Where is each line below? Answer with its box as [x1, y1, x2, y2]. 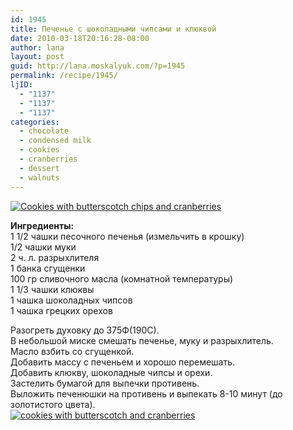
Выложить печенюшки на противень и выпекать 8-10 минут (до [10, 387, 283, 400]
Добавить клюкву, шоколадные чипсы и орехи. [10, 366, 213, 378]
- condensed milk [19, 136, 92, 146]
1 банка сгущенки [10, 262, 86, 274]
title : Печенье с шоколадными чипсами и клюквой [10, 24, 217, 34]
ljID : [10, 80, 33, 90]
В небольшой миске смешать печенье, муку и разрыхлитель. [10, 334, 274, 346]
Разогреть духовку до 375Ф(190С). [10, 324, 160, 336]
